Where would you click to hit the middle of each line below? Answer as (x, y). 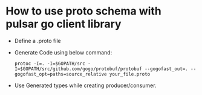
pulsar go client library (64, 24)
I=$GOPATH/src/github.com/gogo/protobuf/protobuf (78, 69)
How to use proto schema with (83, 11)
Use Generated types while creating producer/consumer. (85, 85)
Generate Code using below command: (63, 52)
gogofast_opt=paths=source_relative (60, 74)
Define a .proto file (37, 41)
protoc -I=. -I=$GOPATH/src (50, 64)
